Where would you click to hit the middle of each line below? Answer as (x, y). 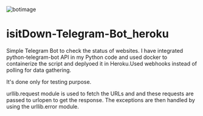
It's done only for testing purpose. (49, 81)
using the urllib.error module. (43, 106)
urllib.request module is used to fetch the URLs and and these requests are (100, 94)
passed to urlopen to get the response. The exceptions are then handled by (101, 100)
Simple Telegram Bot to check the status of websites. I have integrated (95, 50)
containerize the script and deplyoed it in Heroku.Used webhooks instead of (102, 63)
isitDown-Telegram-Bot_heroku (88, 34)
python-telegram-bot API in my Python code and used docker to (87, 57)
